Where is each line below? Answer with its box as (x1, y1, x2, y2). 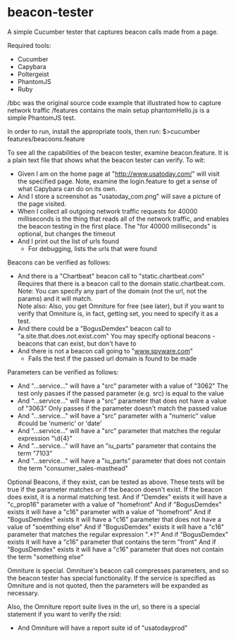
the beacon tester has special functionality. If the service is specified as (7, 573, 216, 582)
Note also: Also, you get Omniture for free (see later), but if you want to (17, 301, 225, 310)
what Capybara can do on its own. (17, 184, 118, 193)
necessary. (7, 588, 40, 597)
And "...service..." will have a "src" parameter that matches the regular (17, 426, 221, 434)
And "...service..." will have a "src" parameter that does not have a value (17, 396, 227, 405)
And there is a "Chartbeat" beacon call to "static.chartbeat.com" (17, 272, 205, 280)
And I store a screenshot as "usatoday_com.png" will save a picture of (17, 192, 221, 200)
